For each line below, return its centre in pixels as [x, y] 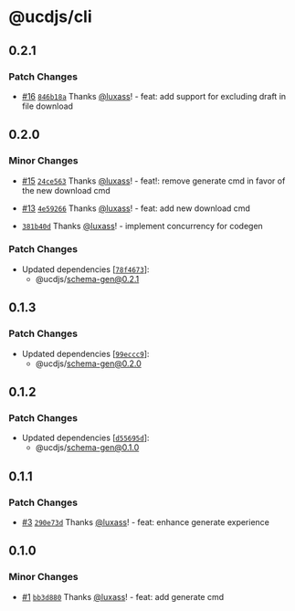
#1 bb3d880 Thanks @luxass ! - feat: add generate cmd [123, 596]
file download [47, 106]
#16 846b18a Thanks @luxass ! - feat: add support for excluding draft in [154, 96]
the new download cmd [66, 190]
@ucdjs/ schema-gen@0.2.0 [89, 363]
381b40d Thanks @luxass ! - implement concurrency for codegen [142, 226]
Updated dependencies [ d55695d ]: [85, 438]
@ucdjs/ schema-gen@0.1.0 [87, 448]
